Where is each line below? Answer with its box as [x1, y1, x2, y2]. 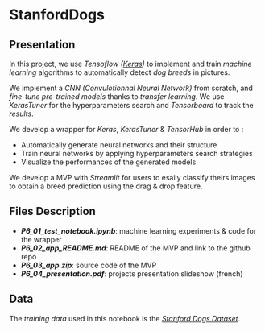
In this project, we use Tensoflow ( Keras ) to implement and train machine [9, 59, 252, 68]
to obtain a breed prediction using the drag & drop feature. [9, 181, 203, 191]
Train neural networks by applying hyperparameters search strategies [20, 149, 253, 158]
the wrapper [20, 234, 62, 244]
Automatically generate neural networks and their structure [20, 140, 217, 150]
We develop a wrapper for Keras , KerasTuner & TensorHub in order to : [9, 125, 244, 134]
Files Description [9, 205, 96, 218]
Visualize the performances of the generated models [20, 157, 197, 167]
